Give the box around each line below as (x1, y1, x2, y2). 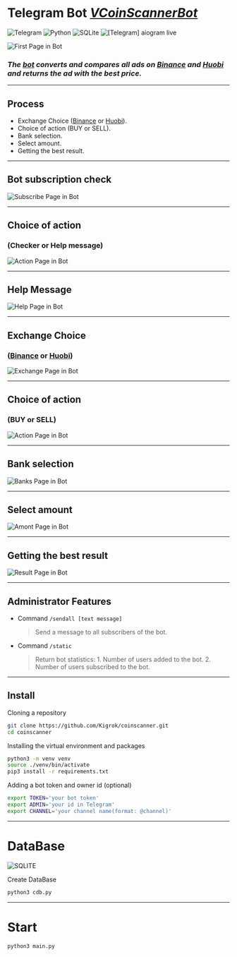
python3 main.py (7, 942, 55, 950)
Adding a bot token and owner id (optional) (7, 781, 132, 790)
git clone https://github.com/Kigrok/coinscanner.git (7, 722, 169, 729)
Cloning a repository (7, 708, 67, 717)
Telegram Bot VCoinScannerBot (7, 5, 198, 21)
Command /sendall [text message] (17, 614, 123, 622)
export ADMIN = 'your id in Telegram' (7, 801, 115, 809)
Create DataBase (7, 875, 57, 884)
